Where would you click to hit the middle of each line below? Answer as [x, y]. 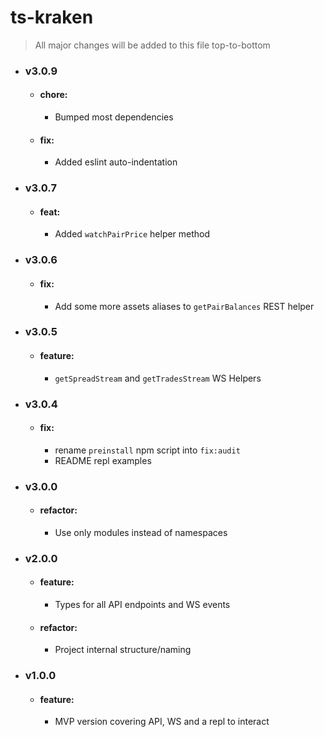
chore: [53, 95]
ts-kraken [52, 17]
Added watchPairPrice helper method [132, 234]
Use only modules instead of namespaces [141, 532]
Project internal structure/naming [123, 650]
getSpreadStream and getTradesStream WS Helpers [158, 378]
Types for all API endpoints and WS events [142, 605]
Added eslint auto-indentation [116, 162]
